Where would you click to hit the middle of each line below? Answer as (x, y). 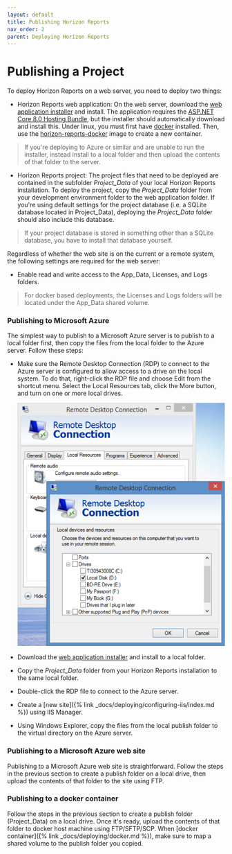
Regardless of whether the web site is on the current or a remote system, (111, 254)
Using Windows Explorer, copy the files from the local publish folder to (117, 726)
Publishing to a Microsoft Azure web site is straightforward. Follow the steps (115, 766)
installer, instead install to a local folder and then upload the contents (122, 155)
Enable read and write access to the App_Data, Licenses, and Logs (112, 274)
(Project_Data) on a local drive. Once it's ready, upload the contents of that (114, 821)
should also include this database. (66, 220)
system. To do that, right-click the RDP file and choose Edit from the (114, 378)
